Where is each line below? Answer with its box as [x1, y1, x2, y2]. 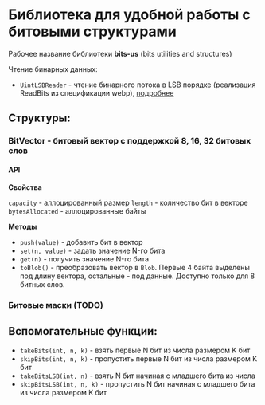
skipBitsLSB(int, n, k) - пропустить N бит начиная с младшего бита [19, 379, 255, 389]
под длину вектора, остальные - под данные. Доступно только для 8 [19, 271, 255, 281]
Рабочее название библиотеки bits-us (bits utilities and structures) [8, 49, 232, 58]
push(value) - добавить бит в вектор [19, 238, 143, 247]
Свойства [8, 183, 42, 192]
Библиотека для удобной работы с [8, 6, 251, 24]
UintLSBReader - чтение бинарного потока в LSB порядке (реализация [19, 80, 256, 89]
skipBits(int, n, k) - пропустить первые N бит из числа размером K [19, 354, 258, 364]
